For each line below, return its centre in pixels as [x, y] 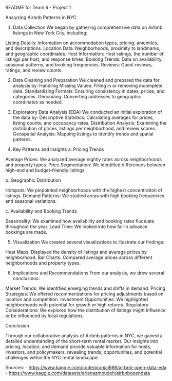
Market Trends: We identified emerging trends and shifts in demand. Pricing [85, 288]
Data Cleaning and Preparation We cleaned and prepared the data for [86, 80]
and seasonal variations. [31, 201]
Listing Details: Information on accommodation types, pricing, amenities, [82, 43]
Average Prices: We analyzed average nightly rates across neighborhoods [84, 159]
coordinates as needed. [38, 102]
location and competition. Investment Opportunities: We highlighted [77, 299]
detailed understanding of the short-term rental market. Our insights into [82, 341]
